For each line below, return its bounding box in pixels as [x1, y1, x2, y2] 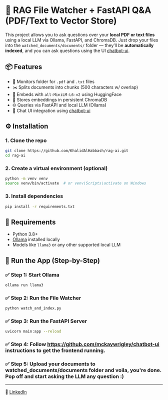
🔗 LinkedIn [5, 389, 27, 395]
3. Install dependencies [5, 192, 63, 199]
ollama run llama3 [5, 282, 43, 287]
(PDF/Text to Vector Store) [5, 15, 117, 26]
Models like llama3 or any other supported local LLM [12, 242, 121, 248]
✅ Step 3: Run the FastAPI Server [5, 317, 87, 324]
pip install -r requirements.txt [5, 204, 75, 209]
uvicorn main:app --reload [5, 329, 61, 334]
